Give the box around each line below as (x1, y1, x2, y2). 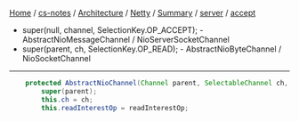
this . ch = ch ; (41, 95, 93, 104)
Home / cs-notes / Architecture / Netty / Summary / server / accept (9, 8, 256, 18)
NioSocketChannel (21, 53, 92, 63)
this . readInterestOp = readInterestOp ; (41, 103, 190, 112)
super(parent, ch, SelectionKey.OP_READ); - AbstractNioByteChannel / (21, 44, 282, 54)
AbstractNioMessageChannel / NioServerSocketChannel (21, 35, 230, 44)
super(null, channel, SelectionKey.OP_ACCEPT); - (21, 25, 204, 35)
